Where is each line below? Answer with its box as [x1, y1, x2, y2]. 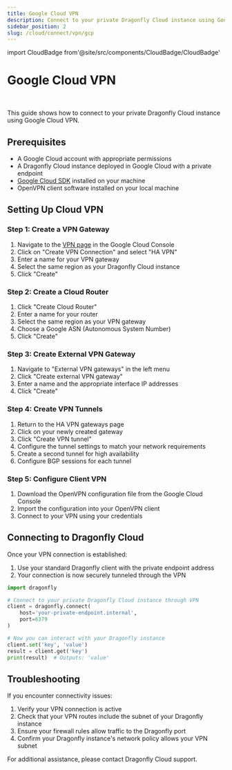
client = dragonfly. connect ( [7, 603, 91, 610]
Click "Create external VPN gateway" [17, 373, 123, 381]
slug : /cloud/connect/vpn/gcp [7, 29, 95, 37]
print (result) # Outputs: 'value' [7, 654, 110, 661]
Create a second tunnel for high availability [17, 449, 139, 458]
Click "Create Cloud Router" [17, 302, 97, 311]
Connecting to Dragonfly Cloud [7, 532, 144, 543]
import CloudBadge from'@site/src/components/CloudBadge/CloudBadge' [7, 48, 220, 57]
